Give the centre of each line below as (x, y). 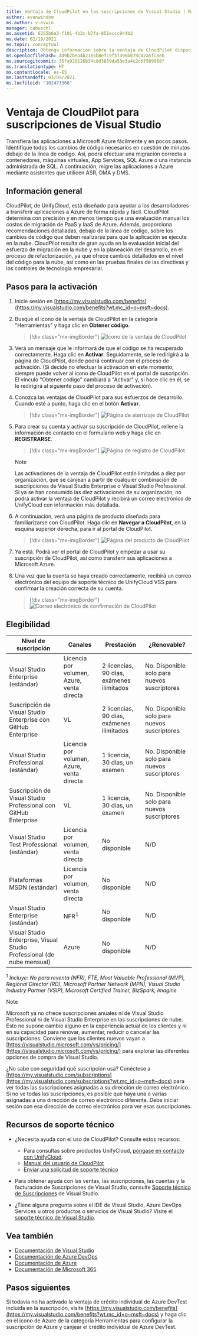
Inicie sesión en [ (35, 301)
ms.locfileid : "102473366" (39, 83)
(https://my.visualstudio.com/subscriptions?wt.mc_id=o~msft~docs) (89, 1081)
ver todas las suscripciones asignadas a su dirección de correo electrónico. (98, 1088)
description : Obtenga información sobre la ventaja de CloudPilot (89, 50)
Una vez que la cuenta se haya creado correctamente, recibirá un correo (103, 575)
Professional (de (32, 955)
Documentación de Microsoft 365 (55, 1269)
